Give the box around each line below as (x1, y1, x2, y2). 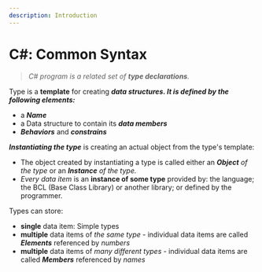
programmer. (20, 190, 63, 200)
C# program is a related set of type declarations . (28, 72, 190, 81)
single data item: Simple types (20, 221, 120, 230)
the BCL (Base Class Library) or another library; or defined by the (20, 182, 232, 192)
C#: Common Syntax (9, 45, 148, 63)
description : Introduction (9, 11, 98, 20)
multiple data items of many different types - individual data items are (20, 246, 248, 255)
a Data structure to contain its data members (20, 119, 168, 128)
